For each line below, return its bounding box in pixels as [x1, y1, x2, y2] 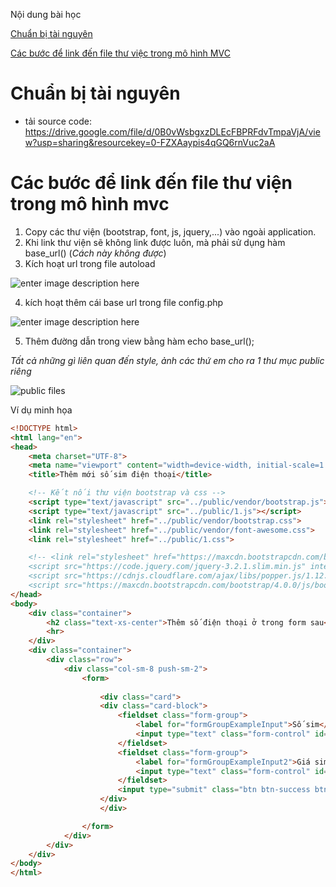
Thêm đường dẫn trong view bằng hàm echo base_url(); [24, 335, 255, 347]
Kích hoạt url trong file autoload [24, 257, 156, 269]
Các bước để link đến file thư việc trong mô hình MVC [10, 47, 231, 59]
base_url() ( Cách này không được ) [24, 247, 167, 259]
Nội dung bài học [10, 9, 82, 20]
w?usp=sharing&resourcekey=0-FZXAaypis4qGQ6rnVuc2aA [24, 136, 276, 148]
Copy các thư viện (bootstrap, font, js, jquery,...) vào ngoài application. [24, 225, 317, 238]
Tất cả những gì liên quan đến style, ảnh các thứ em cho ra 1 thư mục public [10, 354, 325, 366]
